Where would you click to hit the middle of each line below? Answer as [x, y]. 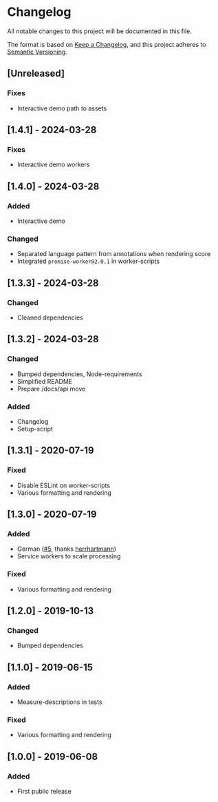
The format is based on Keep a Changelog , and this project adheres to [107, 44]
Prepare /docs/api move [51, 389]
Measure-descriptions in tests [59, 702]
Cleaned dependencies [50, 317]
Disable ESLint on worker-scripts [64, 485]
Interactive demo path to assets [62, 108]
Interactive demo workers [53, 165]
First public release [44, 791]
